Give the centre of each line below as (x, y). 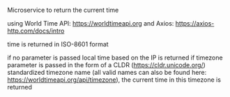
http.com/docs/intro (36, 31)
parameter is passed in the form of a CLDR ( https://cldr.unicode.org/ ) (106, 65)
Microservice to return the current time (63, 10)
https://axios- (195, 23)
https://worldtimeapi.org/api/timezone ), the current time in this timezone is (114, 80)
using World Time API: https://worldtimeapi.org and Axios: (91, 23)
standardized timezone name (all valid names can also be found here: (107, 72)
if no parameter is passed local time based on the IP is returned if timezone (115, 58)
